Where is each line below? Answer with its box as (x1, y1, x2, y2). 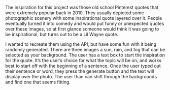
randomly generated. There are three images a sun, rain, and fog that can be (5, 47, 165, 52)
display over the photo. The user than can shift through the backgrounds (5, 74, 157, 79)
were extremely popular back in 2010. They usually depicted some (5, 10, 144, 16)
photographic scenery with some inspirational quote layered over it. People (5, 15, 162, 21)
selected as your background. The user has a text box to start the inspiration (5, 52, 165, 58)
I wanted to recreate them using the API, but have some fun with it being (5, 41, 156, 47)
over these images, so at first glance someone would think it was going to (5, 26, 159, 32)
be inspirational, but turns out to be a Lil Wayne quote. (5, 32, 118, 37)
